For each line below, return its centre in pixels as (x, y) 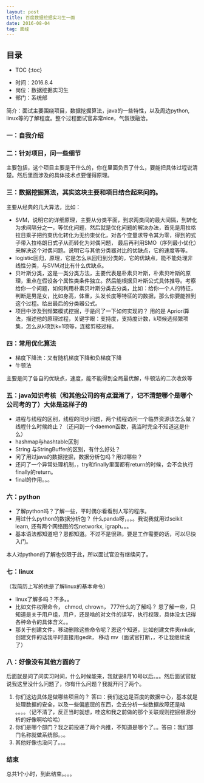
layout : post (23, 12)
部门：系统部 (31, 98)
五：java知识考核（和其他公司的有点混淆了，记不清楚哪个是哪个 (100, 395)
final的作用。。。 (34, 480)
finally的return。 (36, 472)
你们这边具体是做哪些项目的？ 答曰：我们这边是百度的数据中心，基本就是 (106, 697)
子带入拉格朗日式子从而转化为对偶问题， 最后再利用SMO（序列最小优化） (106, 242)
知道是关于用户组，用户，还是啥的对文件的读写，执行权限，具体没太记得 (105, 614)
